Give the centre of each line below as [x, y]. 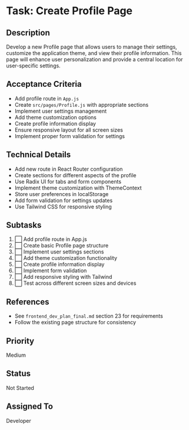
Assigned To [29, 407]
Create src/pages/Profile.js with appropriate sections [82, 105]
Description [28, 33]
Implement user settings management [61, 111]
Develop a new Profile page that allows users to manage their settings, [92, 47]
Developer [19, 421]
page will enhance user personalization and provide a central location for [95, 59]
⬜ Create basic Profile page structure [62, 246]
